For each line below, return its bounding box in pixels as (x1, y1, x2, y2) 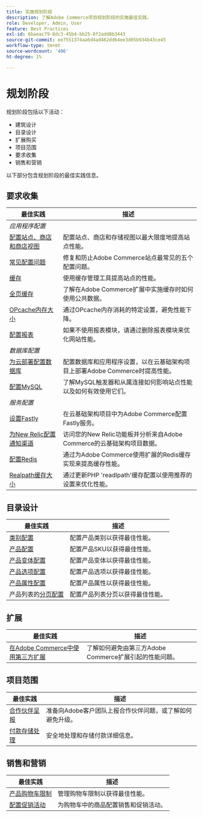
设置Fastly (9, 414, 39, 423)
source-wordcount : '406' (6, 48, 69, 54)
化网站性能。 (62, 335, 100, 344)
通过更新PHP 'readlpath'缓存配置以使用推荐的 (62, 471, 192, 479)
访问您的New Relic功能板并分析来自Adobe (62, 430, 183, 438)
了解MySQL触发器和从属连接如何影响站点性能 (62, 378, 193, 386)
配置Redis (9, 455, 37, 464)
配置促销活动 (9, 801, 47, 809)
